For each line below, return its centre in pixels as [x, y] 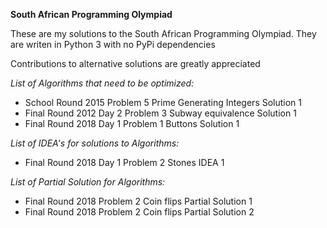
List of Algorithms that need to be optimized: [102, 83]
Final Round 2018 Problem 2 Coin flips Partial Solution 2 [139, 212]
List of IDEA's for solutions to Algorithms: [95, 143]
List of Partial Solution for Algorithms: [88, 182]
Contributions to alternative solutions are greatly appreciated [135, 63]
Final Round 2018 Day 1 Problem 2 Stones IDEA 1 [124, 162]
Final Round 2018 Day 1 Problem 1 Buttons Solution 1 [132, 123]
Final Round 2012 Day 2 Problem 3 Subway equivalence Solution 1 [160, 113]
